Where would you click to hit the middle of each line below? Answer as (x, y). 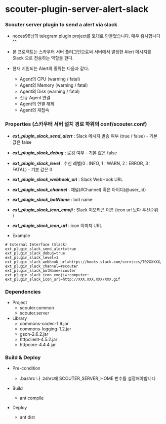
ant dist (27, 417)
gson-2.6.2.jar (34, 334)
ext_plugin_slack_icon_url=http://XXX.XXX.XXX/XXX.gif (63, 279)
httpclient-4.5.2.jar (39, 339)
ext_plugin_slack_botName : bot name (52, 199)
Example (21, 235)
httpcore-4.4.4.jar (38, 345)
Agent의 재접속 (34, 110)
